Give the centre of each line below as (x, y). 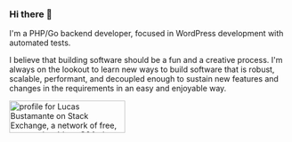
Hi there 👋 (31, 14)
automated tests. (40, 43)
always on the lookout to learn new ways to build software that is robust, (142, 69)
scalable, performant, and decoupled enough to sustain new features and (144, 79)
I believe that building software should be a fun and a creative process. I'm (146, 60)
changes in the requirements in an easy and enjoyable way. (118, 89)
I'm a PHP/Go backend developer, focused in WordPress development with (146, 34)
